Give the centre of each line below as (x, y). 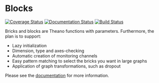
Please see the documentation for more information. (57, 75)
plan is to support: (23, 36)
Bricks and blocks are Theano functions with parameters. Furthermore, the (79, 31)
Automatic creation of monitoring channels (55, 55)
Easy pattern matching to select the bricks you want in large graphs (79, 61)
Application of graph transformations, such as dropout (66, 66)
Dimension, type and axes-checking (48, 51)
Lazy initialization (29, 45)
